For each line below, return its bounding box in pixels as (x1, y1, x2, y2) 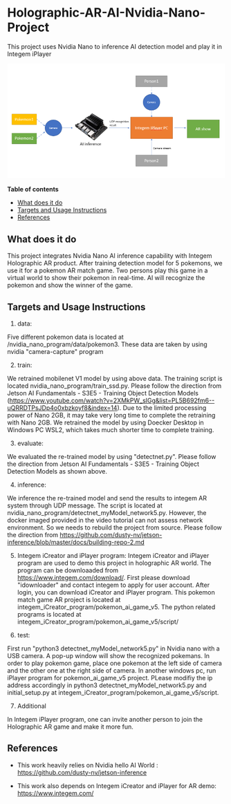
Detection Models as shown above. (7, 467, 107, 475)
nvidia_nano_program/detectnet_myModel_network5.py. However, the (7, 508, 207, 516)
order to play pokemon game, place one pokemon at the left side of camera (7, 659, 223, 667)
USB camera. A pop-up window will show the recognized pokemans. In (7, 651, 210, 660)
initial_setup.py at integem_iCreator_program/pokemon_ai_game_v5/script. (7, 688, 219, 696)
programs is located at (17, 610, 82, 618)
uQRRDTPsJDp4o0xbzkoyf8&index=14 (7, 403, 118, 412)
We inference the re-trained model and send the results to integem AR (7, 494, 207, 502)
